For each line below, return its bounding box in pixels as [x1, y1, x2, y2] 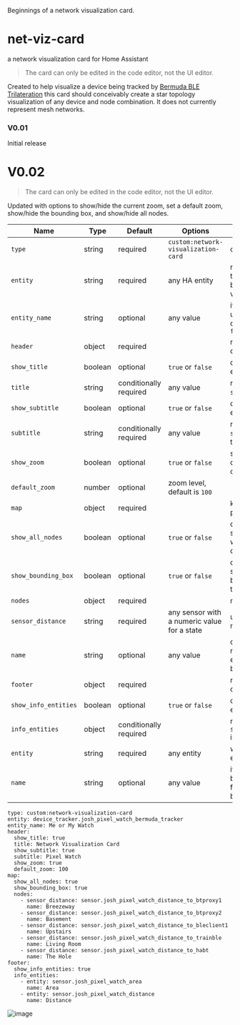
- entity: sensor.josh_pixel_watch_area [20, 978, 142, 986]
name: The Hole [26, 953, 72, 961]
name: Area [26, 984, 59, 991]
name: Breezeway [26, 903, 75, 911]
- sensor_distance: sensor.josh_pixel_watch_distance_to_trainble [20, 934, 222, 941]
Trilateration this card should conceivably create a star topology [7, 89, 196, 99]
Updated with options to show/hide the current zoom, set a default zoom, [7, 201, 224, 210]
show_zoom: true [14, 859, 62, 867]
